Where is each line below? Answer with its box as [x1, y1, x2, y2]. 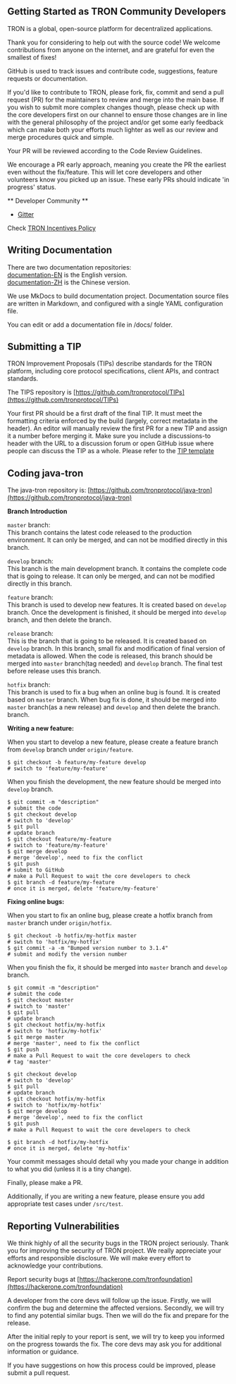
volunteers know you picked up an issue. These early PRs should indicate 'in [7, 175, 230, 183]
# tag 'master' [7, 1059, 52, 1066]
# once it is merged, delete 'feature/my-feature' [7, 885, 159, 892]
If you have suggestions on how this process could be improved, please [7, 1361, 216, 1370]
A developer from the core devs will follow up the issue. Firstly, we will [7, 1296, 211, 1305]
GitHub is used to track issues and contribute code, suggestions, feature [7, 66, 218, 75]
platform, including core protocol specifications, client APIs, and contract [7, 367, 220, 375]
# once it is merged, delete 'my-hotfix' [7, 1145, 131, 1153]
